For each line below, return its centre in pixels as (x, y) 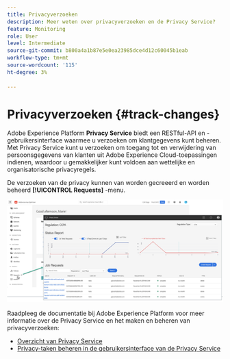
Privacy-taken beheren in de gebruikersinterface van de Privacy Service (119, 349)
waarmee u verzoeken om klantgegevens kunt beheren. (142, 140)
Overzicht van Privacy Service (60, 341)
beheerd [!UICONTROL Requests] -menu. (66, 190)
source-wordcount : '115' (42, 65)
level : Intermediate (37, 44)
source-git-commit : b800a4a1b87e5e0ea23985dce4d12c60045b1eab (98, 51)
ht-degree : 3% (27, 72)
